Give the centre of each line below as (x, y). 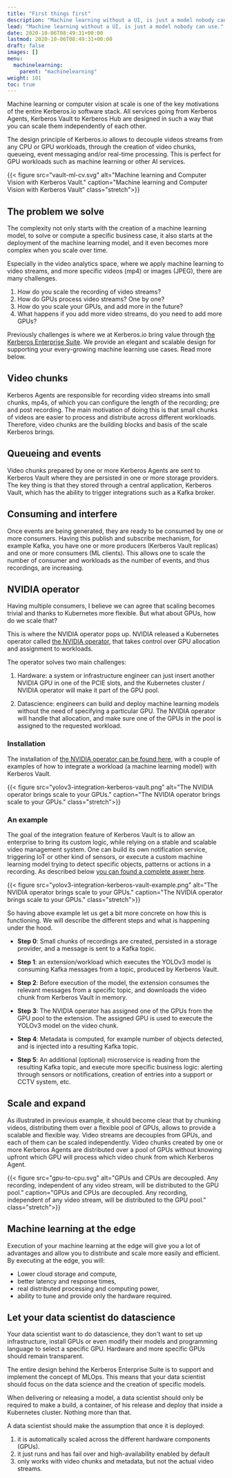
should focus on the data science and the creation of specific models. (106, 1385)
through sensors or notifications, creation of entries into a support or (115, 1074)
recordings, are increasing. (46, 568)
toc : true (21, 84)
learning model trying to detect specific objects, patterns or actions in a (109, 864)
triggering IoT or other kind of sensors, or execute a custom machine (105, 856)
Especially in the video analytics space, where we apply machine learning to (116, 264)
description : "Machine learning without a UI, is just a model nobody (111, 20)
